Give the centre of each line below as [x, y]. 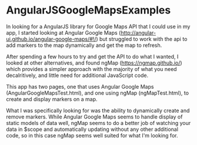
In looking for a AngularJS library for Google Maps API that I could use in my [98, 26]
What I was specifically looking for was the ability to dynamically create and [98, 110]
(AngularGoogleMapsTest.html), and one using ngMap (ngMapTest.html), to [98, 93]
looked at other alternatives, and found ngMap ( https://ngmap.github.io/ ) [94, 63]
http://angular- [138, 32]
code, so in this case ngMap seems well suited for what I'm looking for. [92, 135]
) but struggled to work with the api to [142, 39]
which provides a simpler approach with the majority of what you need [92, 69]
